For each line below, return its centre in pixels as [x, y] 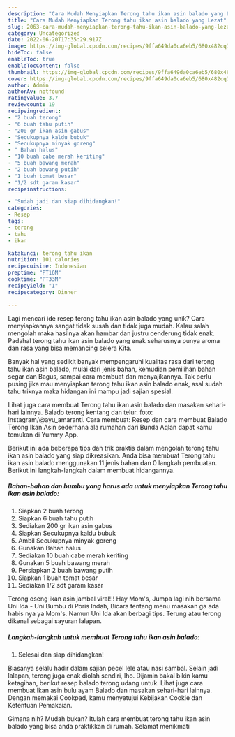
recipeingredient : [35, 111]
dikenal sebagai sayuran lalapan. [55, 621]
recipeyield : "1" [33, 286]
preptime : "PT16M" [35, 273]
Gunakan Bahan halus [49, 548]
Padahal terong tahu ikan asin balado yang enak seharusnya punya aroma [114, 340]
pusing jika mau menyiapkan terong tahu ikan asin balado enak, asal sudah [115, 384]
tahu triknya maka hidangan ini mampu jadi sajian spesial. [90, 391]
